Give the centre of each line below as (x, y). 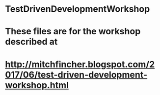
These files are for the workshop (73, 32)
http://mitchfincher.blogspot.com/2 (80, 64)
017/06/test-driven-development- (76, 75)
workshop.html (37, 85)
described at (31, 42)
